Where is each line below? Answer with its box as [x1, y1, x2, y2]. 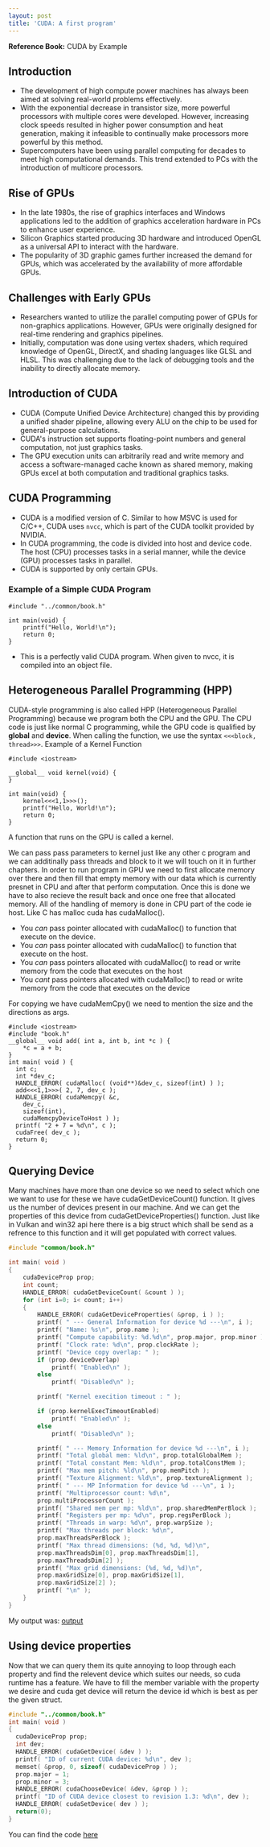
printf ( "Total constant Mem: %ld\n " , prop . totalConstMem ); [37, 1459, 247, 1467]
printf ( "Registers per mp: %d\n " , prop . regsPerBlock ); [37, 1511, 231, 1519]
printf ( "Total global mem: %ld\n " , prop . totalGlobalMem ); [37, 1452, 243, 1460]
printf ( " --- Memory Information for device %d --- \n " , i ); [37, 1444, 250, 1453]
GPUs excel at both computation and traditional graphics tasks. [19, 468, 229, 477]
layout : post [8, 11, 52, 20]
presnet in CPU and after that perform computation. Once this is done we [8, 882, 251, 892]
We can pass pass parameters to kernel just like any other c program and [8, 847, 251, 857]
